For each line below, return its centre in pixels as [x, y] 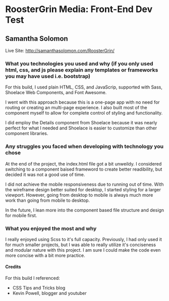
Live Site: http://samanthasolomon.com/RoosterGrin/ [60, 51]
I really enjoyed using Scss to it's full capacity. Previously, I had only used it [84, 239]
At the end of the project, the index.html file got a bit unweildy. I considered [83, 164]
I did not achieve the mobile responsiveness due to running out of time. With [84, 184]
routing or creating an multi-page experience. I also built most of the [76, 108]
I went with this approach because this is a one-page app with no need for [82, 102]
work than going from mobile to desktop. [47, 200]
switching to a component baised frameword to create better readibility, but [84, 169]
